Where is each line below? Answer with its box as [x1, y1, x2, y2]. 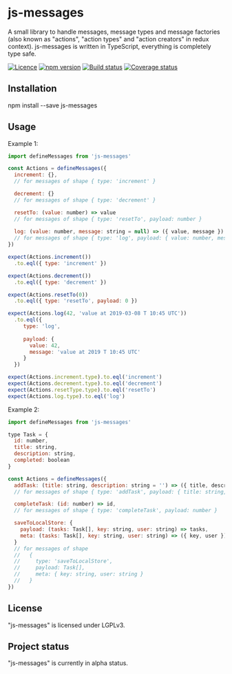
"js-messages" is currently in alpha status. [8, 659, 128, 667]
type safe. [8, 50, 36, 58]
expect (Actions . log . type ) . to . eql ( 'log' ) [8, 392, 126, 400]
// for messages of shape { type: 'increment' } [14, 178, 156, 185]
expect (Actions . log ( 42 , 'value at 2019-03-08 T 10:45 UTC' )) [8, 310, 187, 317]
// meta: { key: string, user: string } [14, 571, 144, 578]
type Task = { [8, 431, 49, 438]
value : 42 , [29, 342, 61, 349]
